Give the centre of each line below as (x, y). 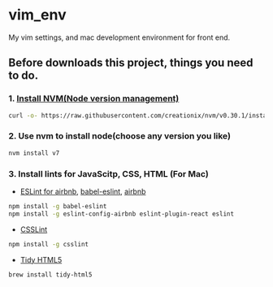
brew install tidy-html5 (50, 274)
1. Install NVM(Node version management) (94, 99)
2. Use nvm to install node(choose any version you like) (120, 136)
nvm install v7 (34, 153)
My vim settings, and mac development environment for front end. (119, 37)
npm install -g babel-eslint (58, 206)
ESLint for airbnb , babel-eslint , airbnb (83, 191)
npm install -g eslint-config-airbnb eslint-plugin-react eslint (121, 214)
